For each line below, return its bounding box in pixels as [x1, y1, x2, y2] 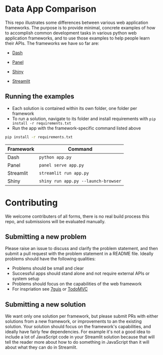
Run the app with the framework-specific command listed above [12, 125, 141, 131]
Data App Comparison [5, 3, 96, 15]
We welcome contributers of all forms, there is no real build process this [5, 213, 149, 219]
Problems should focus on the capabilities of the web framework [12, 281, 142, 287]
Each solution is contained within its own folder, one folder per [12, 105, 137, 111]
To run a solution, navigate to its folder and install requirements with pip [12, 116, 156, 122]
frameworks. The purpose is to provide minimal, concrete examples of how [5, 24, 156, 30]
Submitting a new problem [5, 232, 87, 241]
